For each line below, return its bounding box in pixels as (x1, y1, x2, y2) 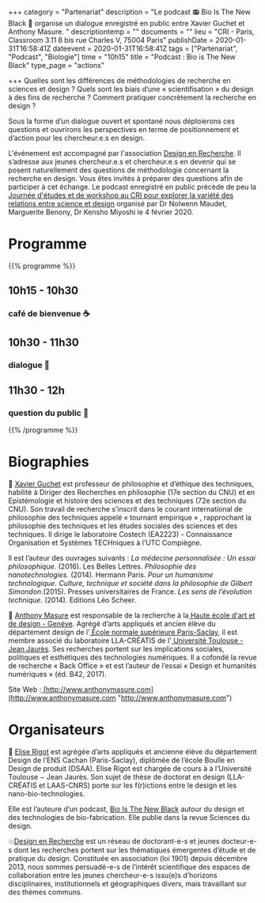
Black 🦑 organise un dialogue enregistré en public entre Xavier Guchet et (8, 19, 245, 28)
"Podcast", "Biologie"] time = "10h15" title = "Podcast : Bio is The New (8, 52, 236, 62)
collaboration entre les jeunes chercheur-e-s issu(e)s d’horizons (8, 871, 218, 880)
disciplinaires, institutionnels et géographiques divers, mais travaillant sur (8, 879, 248, 889)
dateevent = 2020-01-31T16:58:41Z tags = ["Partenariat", (52, 43, 238, 53)
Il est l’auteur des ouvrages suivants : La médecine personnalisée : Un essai (8, 554, 256, 563)
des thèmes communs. (8, 887, 83, 897)
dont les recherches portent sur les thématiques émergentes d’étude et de (13, 845, 256, 855)
